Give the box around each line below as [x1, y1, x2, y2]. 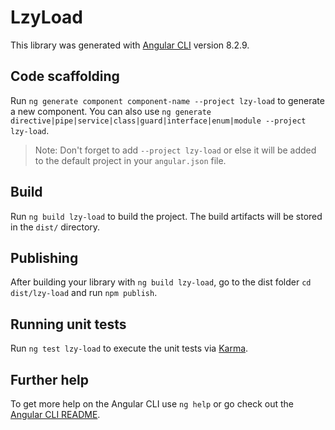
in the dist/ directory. [10, 221, 101, 233]
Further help [10, 371, 90, 388]
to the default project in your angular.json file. [34, 154, 227, 166]
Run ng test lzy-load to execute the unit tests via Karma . [10, 342, 249, 355]
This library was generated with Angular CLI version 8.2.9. [10, 39, 250, 51]
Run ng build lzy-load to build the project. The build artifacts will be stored [10, 210, 323, 222]
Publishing [10, 249, 79, 266]
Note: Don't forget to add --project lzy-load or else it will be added [34, 144, 317, 156]
